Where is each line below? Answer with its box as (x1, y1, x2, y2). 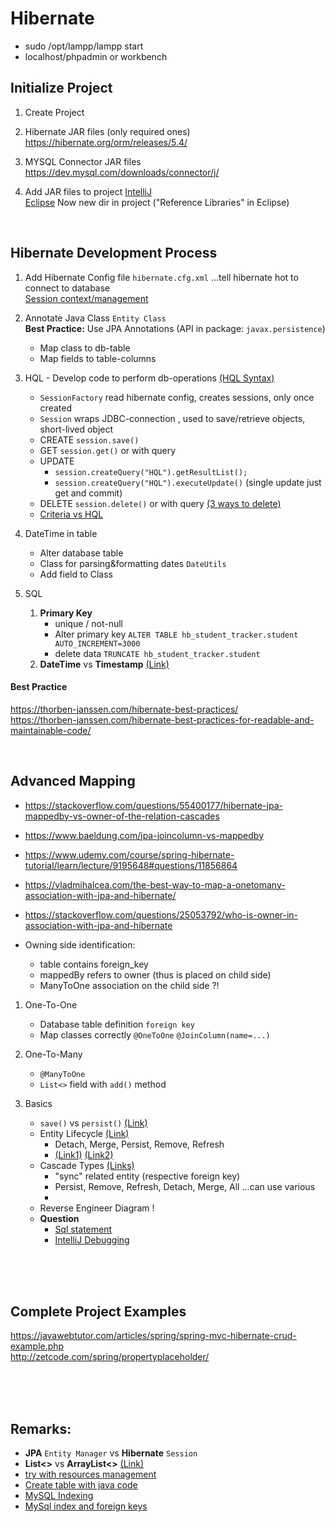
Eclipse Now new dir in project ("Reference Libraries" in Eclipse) (24, 196, 290, 208)
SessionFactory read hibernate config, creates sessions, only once (39, 391, 315, 403)
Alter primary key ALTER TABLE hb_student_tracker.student (54, 628, 299, 640)
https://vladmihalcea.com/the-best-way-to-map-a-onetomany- (24, 878, 286, 891)
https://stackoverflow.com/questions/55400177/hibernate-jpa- (24, 799, 283, 811)
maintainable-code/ (10, 724, 92, 736)
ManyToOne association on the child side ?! (39, 979, 220, 991)
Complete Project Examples (10, 1303, 187, 1320)
